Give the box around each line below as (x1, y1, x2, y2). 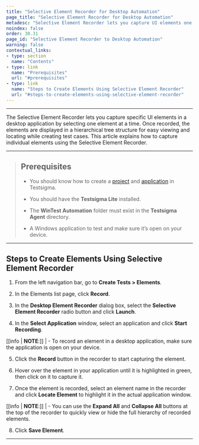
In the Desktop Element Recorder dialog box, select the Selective (14, 302, 176, 309)
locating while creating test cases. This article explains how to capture (6, 132, 178, 140)
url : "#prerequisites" (11, 75, 68, 81)
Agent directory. (29, 213, 70, 220)
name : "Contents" (11, 58, 54, 64)
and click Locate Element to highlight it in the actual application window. (14, 391, 192, 399)
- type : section (6, 53, 46, 59)
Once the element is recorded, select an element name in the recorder (14, 385, 187, 392)
